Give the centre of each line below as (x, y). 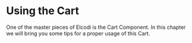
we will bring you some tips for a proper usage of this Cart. (78, 33)
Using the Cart (43, 11)
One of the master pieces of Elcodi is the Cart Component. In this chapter (96, 27)
